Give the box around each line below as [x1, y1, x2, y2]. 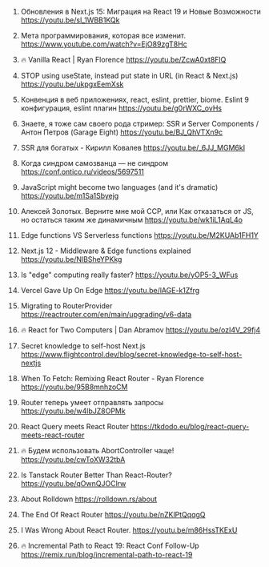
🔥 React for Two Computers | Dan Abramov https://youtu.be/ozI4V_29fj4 [20, 325, 261, 335]
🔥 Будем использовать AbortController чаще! [20, 446, 175, 455]
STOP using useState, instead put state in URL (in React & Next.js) [20, 71, 239, 80]
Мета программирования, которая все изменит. [20, 31, 187, 40]
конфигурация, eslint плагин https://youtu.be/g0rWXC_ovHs [20, 103, 223, 113]
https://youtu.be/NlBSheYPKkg [20, 255, 122, 263]
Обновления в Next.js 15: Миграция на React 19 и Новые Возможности [20, 7, 261, 16]
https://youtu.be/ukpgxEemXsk [20, 79, 124, 89]
